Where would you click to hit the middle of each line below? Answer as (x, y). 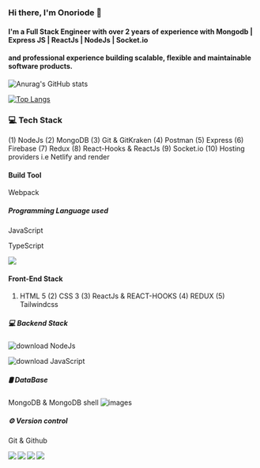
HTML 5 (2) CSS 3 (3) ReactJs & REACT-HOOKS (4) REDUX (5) (122, 296)
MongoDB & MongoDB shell (53, 402)
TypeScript (26, 246)
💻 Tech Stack (36, 120)
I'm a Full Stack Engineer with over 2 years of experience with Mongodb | (130, 32)
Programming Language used (58, 210)
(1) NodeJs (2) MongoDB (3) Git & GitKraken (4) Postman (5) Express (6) (126, 140)
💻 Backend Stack (38, 323)
